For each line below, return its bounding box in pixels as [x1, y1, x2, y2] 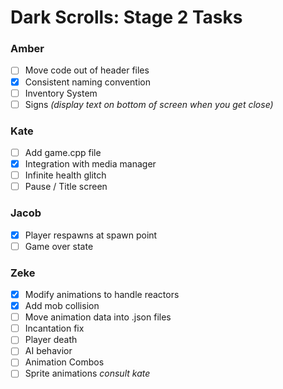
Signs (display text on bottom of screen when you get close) [24, 98, 274, 110]
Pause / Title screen [24, 181, 108, 193]
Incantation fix [24, 322, 85, 335]
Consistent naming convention [24, 76, 151, 88]
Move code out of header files [24, 64, 150, 76]
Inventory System [24, 87, 98, 99]
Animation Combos [24, 356, 105, 368]
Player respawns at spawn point [24, 229, 158, 241]
